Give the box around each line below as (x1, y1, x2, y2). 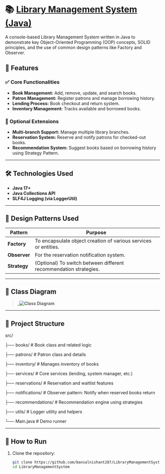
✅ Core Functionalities (5, 79, 60, 86)
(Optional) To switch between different (35, 259, 124, 266)
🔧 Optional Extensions (5, 118, 59, 125)
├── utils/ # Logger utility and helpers (5, 409, 82, 415)
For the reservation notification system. (35, 252, 125, 258)
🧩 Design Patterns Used (5, 215, 79, 223)
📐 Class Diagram (5, 287, 56, 296)
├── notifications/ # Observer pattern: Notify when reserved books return (5, 390, 156, 396)
